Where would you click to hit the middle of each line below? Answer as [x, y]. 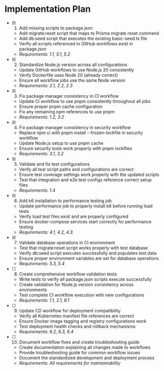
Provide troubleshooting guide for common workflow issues [80, 352]
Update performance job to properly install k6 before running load [86, 206]
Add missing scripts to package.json [56, 28]
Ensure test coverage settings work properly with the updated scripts [89, 174]
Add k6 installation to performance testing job [65, 201]
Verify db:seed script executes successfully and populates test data [88, 253]
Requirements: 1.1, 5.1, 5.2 [45, 54]
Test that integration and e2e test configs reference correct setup [85, 180]
